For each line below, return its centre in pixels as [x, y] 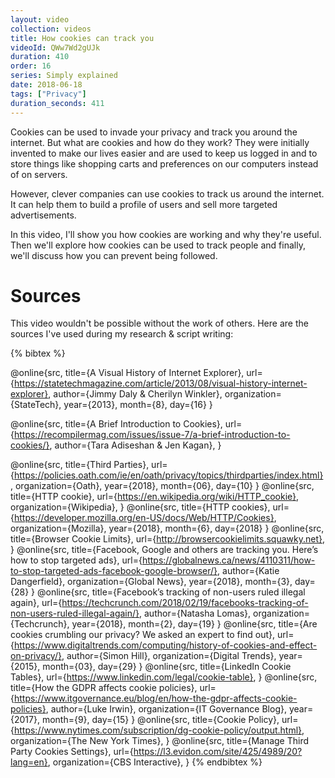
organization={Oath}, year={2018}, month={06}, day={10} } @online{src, [164, 486]
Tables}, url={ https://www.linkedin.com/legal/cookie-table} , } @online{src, [164, 677]
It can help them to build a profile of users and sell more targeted [144, 204]
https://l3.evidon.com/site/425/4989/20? [218, 752]
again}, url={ [36, 603]
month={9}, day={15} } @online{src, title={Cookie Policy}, [160, 720]
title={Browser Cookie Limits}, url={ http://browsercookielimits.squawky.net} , [168, 539]
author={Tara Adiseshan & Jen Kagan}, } [138, 445]
